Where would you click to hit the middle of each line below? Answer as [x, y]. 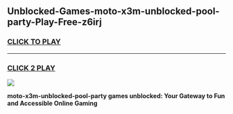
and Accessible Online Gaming [52, 103]
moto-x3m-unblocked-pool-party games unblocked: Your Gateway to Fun [116, 95]
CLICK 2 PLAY [31, 68]
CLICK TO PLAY [34, 42]
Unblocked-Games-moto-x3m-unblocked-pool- [113, 11]
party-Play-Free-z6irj [54, 22]
